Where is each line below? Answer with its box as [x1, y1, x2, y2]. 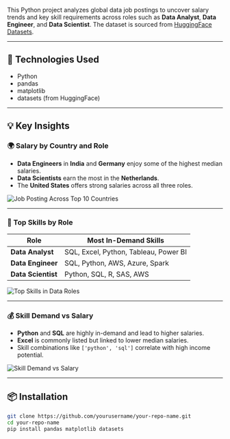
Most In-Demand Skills [87, 236, 164, 245]
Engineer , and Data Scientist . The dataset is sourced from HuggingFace [7, 21, 212, 28]
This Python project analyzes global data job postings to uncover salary [7, 6, 209, 14]
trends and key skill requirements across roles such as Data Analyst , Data [7, 13, 217, 21]
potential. [16, 351, 44, 359]
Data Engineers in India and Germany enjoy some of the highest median [16, 159, 222, 167]
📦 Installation [7, 391, 68, 403]
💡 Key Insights [7, 120, 70, 132]
